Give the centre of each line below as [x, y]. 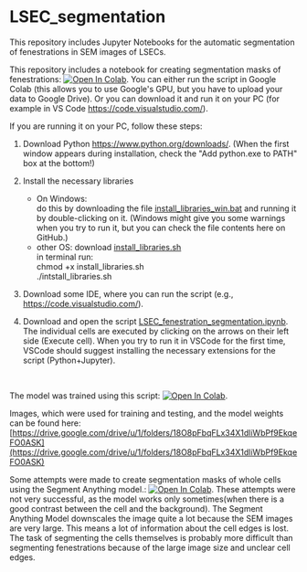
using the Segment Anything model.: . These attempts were [153, 489]
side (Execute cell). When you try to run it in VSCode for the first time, [154, 341]
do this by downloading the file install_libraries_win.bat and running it [166, 208]
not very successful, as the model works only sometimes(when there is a [147, 499]
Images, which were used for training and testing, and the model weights [147, 413]
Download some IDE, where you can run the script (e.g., [128, 293]
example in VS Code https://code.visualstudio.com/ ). [109, 108]
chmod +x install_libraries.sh [90, 266]
